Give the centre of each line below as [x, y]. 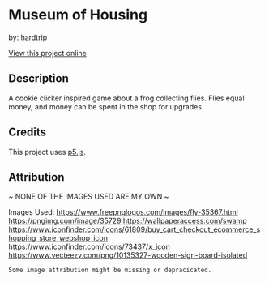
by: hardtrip [28, 37]
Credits [28, 132]
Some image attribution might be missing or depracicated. [110, 270]
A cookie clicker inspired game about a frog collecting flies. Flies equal [126, 98]
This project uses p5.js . [47, 152]
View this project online [47, 53]
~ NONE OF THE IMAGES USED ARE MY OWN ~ [89, 197]
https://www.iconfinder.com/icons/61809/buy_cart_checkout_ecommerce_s [134, 229]
